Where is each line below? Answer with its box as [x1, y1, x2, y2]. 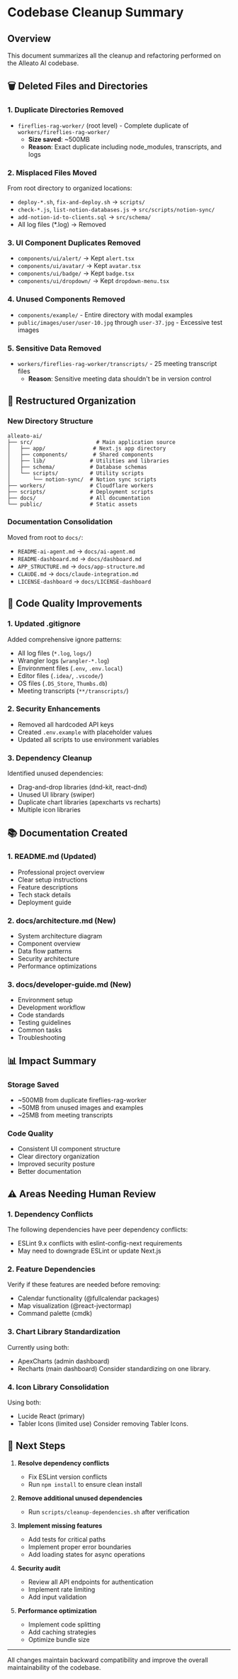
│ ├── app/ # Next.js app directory [7, 445, 166, 452]
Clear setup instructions [17, 875, 88, 884]
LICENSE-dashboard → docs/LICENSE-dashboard [17, 577, 152, 585]
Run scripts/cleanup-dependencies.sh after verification [28, 1507, 190, 1516]
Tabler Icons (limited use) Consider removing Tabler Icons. [17, 1419, 189, 1428]
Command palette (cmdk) [17, 1309, 93, 1318]
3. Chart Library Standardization [7, 1327, 121, 1337]
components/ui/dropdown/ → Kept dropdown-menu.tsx [17, 277, 170, 285]
